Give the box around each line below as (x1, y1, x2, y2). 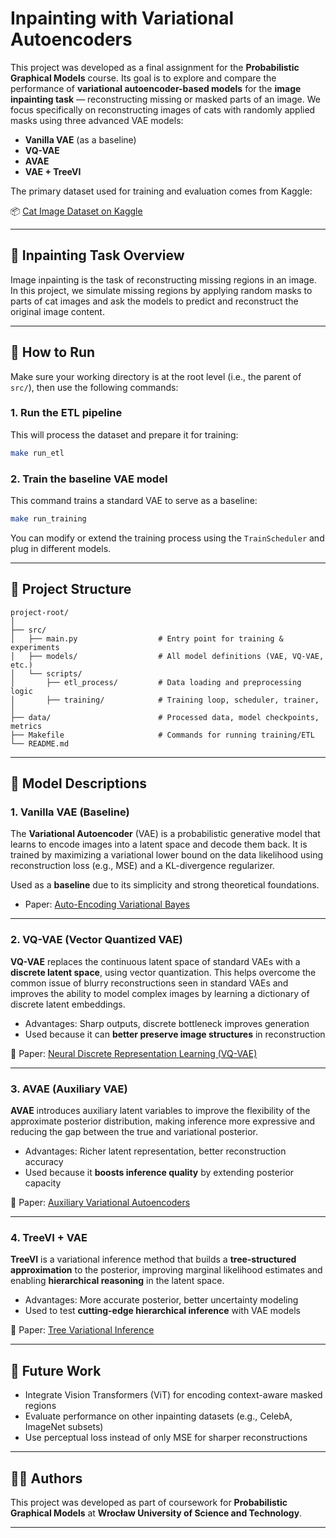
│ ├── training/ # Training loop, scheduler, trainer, (10, 695, 320, 705)
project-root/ (10, 607, 70, 617)
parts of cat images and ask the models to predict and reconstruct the (10, 295, 299, 307)
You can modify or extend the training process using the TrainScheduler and (10, 532, 325, 544)
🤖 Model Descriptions (10, 775, 148, 792)
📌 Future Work (10, 1362, 102, 1379)
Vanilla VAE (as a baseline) (24, 133, 137, 146)
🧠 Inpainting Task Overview (10, 247, 185, 264)
